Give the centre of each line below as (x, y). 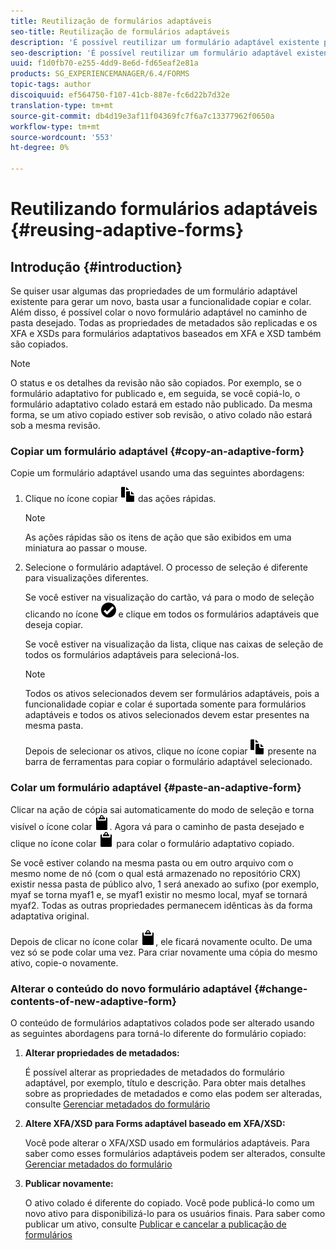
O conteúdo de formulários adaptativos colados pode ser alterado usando (162, 1022)
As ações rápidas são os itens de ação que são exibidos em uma (158, 537)
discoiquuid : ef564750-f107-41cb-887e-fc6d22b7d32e (120, 95)
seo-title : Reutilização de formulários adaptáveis (120, 31)
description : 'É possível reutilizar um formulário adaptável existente (165, 42)
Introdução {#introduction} (96, 266)
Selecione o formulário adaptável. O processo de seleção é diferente (166, 567)
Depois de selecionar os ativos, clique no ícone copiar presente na (170, 751)
